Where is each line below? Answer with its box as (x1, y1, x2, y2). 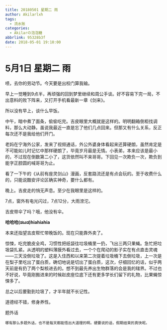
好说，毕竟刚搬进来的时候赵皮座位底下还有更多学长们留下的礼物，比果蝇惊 (9, 271, 162, 277)
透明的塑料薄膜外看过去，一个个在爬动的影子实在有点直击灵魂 (31, 246, 158, 252)
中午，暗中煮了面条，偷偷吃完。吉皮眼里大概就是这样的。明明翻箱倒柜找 (5, 118, 153, 124)
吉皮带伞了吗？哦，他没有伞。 (5, 208, 66, 214)
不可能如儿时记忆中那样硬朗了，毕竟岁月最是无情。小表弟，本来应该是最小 (5, 148, 158, 154)
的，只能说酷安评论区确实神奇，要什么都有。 (5, 176, 97, 182)
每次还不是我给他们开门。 (5, 131, 58, 137)
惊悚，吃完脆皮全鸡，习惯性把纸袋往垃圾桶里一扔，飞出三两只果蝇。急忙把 (5, 240, 158, 246)
